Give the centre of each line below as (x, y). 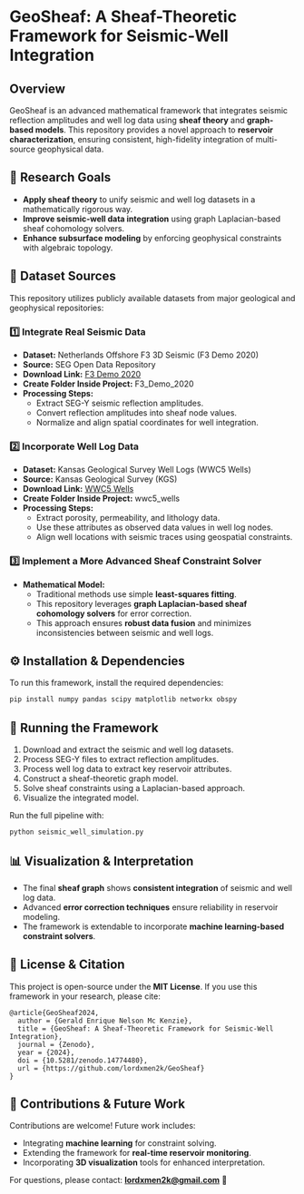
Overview (38, 88)
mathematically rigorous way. (78, 209)
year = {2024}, (46, 1052)
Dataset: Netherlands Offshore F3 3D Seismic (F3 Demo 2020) (141, 355)
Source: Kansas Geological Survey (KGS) (100, 479)
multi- (267, 139)
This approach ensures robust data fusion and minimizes (144, 622)
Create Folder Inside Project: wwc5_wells (101, 499)
